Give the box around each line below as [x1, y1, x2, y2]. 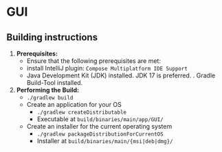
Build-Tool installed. [26, 79, 83, 86]
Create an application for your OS [26, 101, 122, 108]
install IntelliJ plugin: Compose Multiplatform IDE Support [26, 64, 188, 72]
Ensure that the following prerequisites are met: [26, 57, 161, 65]
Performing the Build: [16, 86, 80, 94]
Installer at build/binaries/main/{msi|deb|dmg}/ [36, 137, 173, 144]
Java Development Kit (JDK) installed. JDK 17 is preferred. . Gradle [26, 71, 216, 79]
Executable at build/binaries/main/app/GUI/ [36, 115, 164, 123]
